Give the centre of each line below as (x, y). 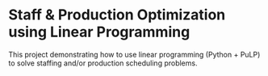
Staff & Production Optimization (117, 15)
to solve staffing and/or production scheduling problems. (103, 63)
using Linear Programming (99, 32)
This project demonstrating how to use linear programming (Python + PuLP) (134, 54)
